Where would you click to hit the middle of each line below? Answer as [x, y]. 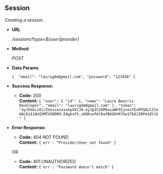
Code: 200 [30, 95]
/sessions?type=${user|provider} [46, 39]
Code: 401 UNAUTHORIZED [47, 161]
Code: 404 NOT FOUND [44, 137]
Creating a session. [24, 20]
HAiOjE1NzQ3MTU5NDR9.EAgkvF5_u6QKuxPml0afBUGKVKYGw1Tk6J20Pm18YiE [89, 114]
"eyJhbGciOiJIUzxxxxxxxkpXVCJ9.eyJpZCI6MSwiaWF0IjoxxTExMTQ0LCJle [89, 110]
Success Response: [33, 86]
